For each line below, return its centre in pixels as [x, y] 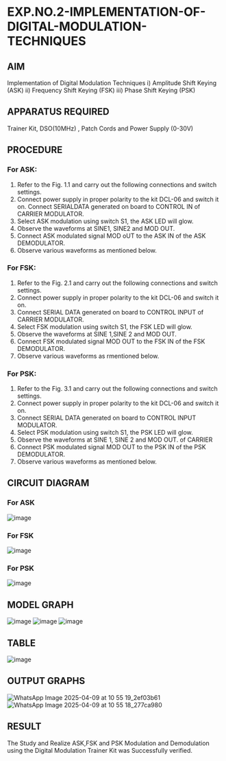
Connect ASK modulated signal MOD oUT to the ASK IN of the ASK [111, 236]
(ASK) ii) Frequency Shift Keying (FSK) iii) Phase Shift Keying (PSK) [101, 90]
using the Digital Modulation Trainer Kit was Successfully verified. [100, 750]
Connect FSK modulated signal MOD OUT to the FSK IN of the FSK [111, 341]
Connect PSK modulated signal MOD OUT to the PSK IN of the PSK [112, 447]
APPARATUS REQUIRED [58, 112]
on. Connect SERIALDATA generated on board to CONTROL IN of [109, 206]
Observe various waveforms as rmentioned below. [88, 356]
